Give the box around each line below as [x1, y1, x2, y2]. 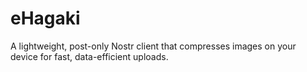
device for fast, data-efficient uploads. [10, 50, 169, 62]
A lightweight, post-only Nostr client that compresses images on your [10, 40, 297, 52]
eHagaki [10, 7, 81, 30]
